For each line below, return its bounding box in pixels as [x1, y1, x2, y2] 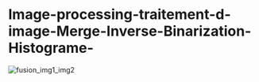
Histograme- [8, 39, 94, 57]
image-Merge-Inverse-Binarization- [8, 22, 252, 40]
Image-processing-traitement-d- [8, 6, 232, 24]
